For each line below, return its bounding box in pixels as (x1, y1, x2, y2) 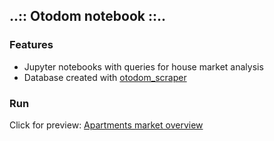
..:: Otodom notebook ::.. (9, 8, 166, 25)
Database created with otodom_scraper (23, 71, 187, 83)
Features (9, 38, 54, 52)
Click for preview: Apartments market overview (9, 119, 204, 131)
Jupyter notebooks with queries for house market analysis (23, 60, 264, 73)
